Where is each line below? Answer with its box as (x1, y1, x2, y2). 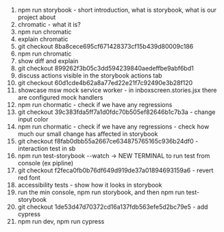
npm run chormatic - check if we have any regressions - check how (17, 123, 210, 130)
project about (17, 13, 56, 21)
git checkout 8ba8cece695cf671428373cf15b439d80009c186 (17, 43, 194, 50)
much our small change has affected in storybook (17, 130, 158, 138)
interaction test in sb (17, 144, 76, 152)
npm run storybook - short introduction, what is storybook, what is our (17, 6, 217, 14)
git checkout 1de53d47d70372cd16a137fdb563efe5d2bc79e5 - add (17, 202, 208, 211)
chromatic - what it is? (17, 21, 81, 28)
